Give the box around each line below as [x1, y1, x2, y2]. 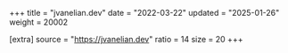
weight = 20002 [9, 17, 69, 27]
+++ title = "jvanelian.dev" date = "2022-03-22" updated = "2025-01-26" [9, 8, 280, 18]
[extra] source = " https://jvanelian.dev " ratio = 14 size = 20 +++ [9, 34, 243, 44]
